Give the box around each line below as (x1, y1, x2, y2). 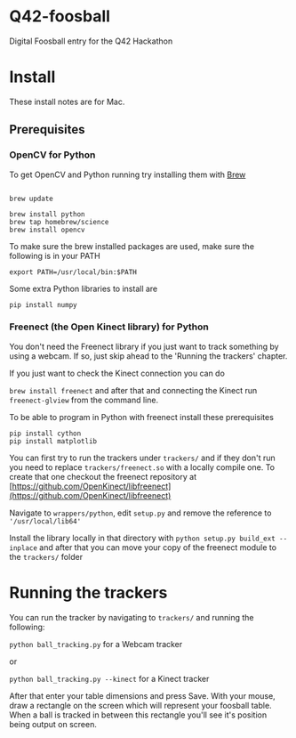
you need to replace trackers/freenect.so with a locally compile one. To (9, 461, 276, 473)
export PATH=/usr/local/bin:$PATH (9, 267, 138, 277)
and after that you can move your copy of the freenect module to (39, 541, 277, 553)
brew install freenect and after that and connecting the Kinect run (9, 385, 258, 395)
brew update (9, 194, 53, 203)
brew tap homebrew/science (9, 217, 109, 226)
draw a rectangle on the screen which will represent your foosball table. (9, 700, 273, 710)
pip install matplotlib (9, 436, 98, 446)
